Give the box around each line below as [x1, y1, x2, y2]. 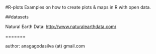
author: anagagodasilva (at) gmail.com [5, 43, 86, 49]
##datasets [5, 14, 29, 19]
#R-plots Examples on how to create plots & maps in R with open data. [5, 4, 151, 10]
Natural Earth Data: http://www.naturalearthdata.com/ [5, 23, 117, 29]
